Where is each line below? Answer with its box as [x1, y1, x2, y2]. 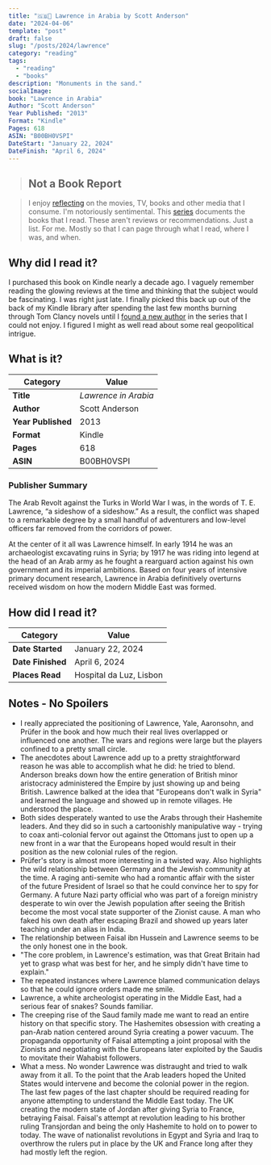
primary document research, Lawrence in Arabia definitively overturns [8, 574, 242, 584]
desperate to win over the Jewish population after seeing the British [19, 898, 246, 908]
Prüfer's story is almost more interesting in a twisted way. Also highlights [19, 855, 262, 865]
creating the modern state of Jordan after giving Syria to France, [19, 1104, 235, 1114]
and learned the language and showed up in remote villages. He [19, 795, 233, 805]
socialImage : [8, 86, 52, 95]
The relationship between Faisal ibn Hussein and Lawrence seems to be [19, 932, 260, 942]
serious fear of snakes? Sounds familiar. [19, 1001, 153, 1011]
